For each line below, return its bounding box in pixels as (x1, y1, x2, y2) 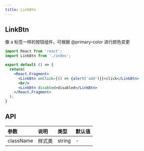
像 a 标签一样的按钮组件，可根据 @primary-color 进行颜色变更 (5, 39, 130, 45)
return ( (9, 67, 25, 72)
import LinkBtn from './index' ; (5, 54, 71, 59)
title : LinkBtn (5, 7, 36, 12)
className (7, 137, 33, 144)
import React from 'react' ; (5, 49, 63, 54)
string (57, 137, 71, 144)
